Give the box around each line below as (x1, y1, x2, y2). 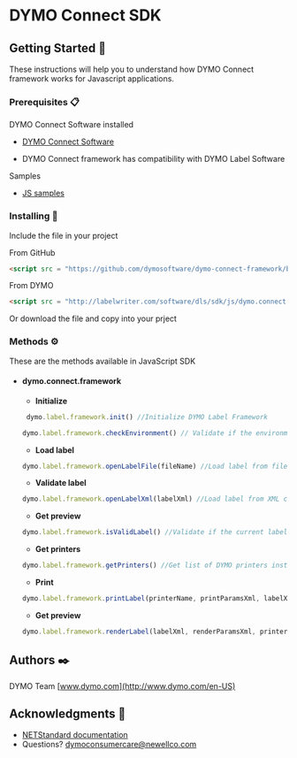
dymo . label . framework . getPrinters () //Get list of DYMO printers (21, 561, 268, 570)
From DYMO (9, 280, 54, 291)
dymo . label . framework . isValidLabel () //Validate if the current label (21, 528, 288, 537)
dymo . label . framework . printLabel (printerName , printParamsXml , (21, 594, 261, 603)
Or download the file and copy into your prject (9, 313, 177, 324)
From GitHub (9, 247, 56, 257)
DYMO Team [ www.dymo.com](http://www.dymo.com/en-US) (9, 680, 236, 691)
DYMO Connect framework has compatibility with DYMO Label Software (21, 154, 286, 165)
